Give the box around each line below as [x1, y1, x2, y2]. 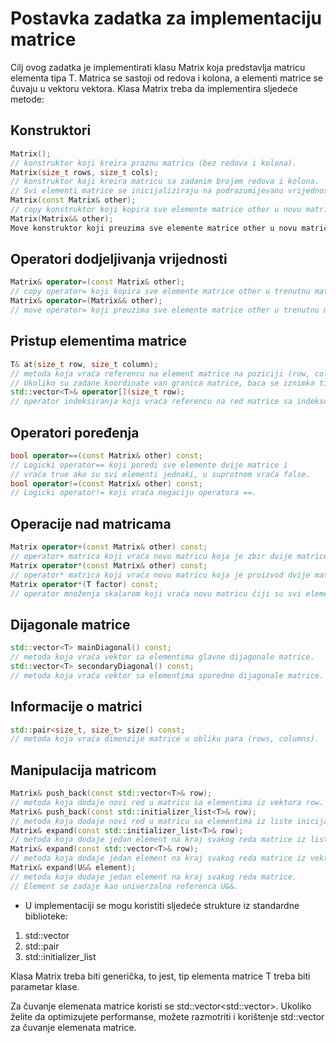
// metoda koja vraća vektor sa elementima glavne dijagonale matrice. [10, 652, 315, 662]
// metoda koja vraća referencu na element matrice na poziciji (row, [10, 368, 311, 379]
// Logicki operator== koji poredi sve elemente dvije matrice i [10, 460, 288, 470]
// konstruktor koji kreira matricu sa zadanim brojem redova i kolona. [10, 177, 320, 187]
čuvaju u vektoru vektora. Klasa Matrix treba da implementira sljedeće [10, 82, 298, 94]
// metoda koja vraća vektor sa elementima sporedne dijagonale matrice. [10, 670, 325, 681]
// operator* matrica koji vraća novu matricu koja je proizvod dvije [10, 570, 311, 580]
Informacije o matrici [10, 698, 143, 716]
